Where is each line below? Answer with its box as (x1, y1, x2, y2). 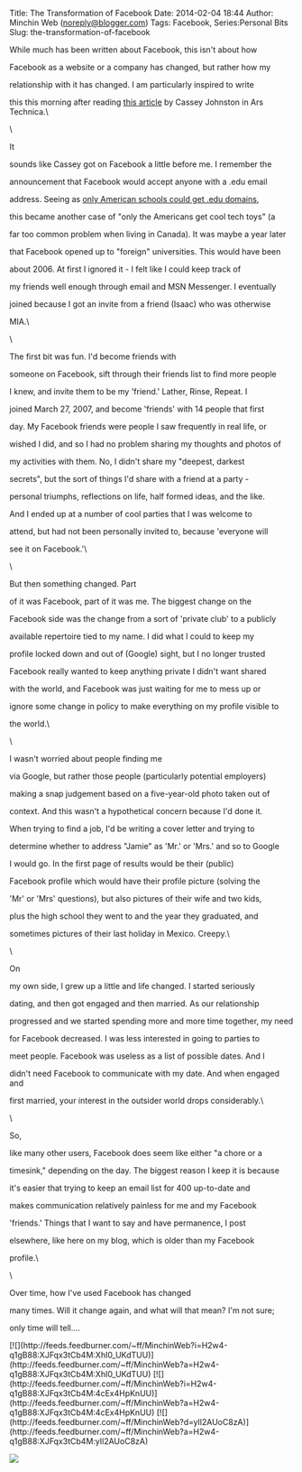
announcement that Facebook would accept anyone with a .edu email (9, 176, 268, 187)
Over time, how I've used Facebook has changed (9, 1288, 191, 1298)
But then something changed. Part (9, 579, 137, 589)
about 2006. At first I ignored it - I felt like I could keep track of (9, 264, 242, 274)
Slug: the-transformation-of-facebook (9, 27, 151, 37)
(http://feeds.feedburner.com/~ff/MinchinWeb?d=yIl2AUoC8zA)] (9, 1417, 250, 1427)
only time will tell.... (9, 1322, 81, 1333)
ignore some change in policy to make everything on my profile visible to (9, 701, 279, 711)
